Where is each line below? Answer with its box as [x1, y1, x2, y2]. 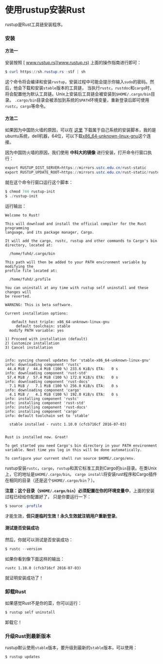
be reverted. [5, 293, 32, 299]
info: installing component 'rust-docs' [5, 405, 88, 410]
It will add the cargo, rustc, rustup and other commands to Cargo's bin [5, 238, 158, 243]
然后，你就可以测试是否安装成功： [5, 537, 73, 543]
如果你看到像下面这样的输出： [5, 556, 65, 562]
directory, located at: [5, 242, 53, 248]
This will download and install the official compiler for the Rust [5, 221, 147, 226]
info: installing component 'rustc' [5, 396, 79, 401]
